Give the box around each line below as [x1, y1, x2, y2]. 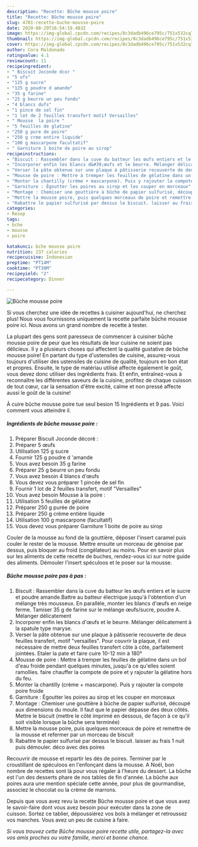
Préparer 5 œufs [15, 441, 55, 448]
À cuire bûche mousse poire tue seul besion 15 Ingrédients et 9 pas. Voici [6, 401, 184, 408]
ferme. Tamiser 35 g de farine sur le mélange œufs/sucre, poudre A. [15, 606, 181, 613]
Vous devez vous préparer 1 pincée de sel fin [15, 479, 125, 486]
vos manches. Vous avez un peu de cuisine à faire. [6, 816, 130, 823]
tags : [6, 216, 20, 222]
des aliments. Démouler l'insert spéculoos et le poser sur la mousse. [6, 559, 172, 566]
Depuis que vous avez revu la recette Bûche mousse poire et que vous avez [6, 798, 190, 805]
